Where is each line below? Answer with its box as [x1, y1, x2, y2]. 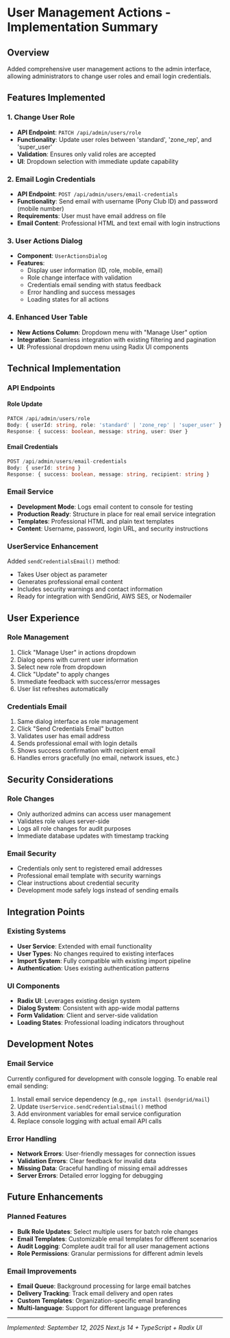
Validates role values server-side [16, 817, 110, 825]
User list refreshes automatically [16, 684, 109, 693]
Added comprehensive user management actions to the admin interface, [7, 65, 212, 73]
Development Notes [7, 1038, 94, 1050]
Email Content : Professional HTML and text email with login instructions [16, 219, 220, 227]
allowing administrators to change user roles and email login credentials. [7, 72, 212, 80]
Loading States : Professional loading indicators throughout [16, 1019, 185, 1027]
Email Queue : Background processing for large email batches [16, 1282, 191, 1290]
